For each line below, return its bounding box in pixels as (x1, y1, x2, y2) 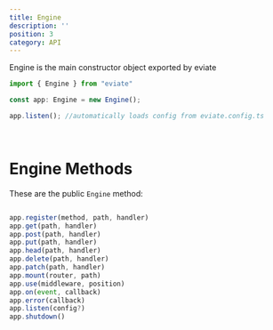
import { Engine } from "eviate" (9, 79, 133, 89)
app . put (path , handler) (9, 237, 98, 247)
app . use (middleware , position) (9, 279, 125, 288)
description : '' (9, 21, 69, 30)
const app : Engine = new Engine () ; (9, 95, 141, 105)
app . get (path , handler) (9, 221, 98, 230)
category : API (9, 37, 62, 47)
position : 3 (9, 29, 53, 38)
